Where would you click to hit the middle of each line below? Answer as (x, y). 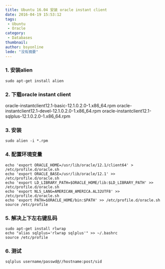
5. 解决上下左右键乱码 (31, 218)
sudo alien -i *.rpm (27, 141)
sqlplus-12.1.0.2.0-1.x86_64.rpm (38, 116)
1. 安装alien (19, 70)
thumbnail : (17, 43)
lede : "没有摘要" (22, 52)
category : (16, 33)
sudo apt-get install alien (35, 81)
